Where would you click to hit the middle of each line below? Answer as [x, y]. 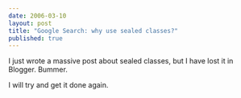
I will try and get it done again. [58, 85]
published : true [35, 38]
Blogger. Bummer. [38, 70]
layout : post [30, 23]
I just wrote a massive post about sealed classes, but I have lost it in [121, 61]
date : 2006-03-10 [37, 16]
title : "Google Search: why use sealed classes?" [93, 31]
